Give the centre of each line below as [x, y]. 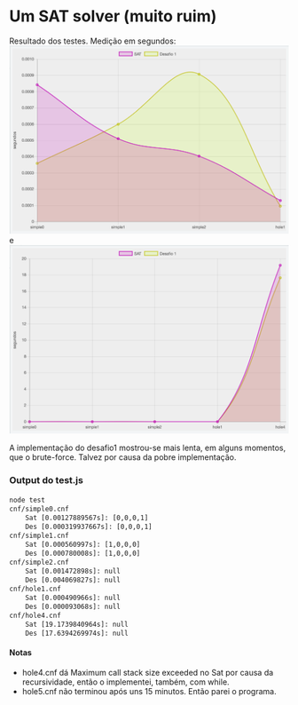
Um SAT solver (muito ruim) [113, 16]
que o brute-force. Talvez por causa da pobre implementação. [123, 457]
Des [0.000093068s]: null [73, 606]
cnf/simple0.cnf [39, 509]
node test [27, 500]
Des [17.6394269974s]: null [77, 633]
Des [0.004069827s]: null [73, 580]
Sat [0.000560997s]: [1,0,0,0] [83, 544]
